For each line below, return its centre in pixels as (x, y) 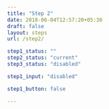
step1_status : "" (32, 51)
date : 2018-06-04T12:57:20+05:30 (55, 20)
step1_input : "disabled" (43, 76)
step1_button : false (37, 89)
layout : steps (27, 33)
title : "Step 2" (30, 13)
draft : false (26, 26)
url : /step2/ (26, 39)
